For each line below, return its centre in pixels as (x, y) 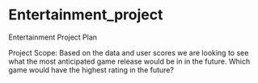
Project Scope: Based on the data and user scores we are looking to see (129, 52)
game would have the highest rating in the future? (91, 69)
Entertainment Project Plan (53, 37)
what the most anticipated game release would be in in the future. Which (129, 61)
